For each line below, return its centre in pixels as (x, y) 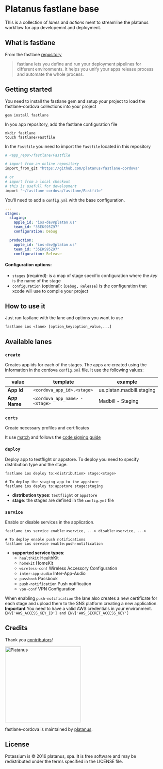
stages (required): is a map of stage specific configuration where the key (85, 276)
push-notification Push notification (55, 584)
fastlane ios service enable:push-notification (54, 544)
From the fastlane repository (33, 54)
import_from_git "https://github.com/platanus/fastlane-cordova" (72, 168)
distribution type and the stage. (36, 464)
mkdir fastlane (20, 133)
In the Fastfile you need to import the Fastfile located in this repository (78, 146)
